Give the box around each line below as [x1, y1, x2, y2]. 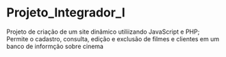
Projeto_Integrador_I [6, 5, 126, 21]
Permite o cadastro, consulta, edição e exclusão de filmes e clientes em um [6, 34, 220, 43]
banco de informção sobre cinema [6, 42, 104, 50]
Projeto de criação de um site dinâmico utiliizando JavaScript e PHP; [6, 27, 200, 36]
